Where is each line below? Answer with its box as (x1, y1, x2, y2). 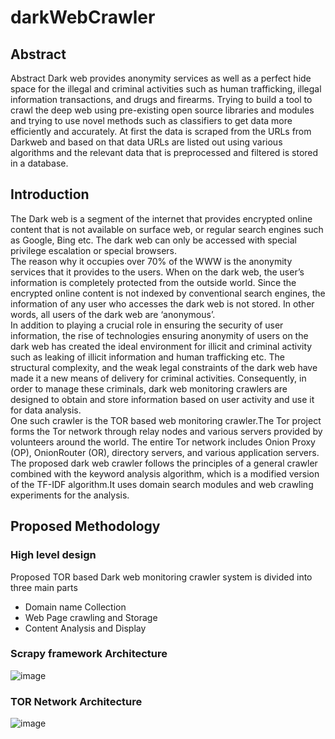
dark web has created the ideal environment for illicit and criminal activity (10, 340, 313, 352)
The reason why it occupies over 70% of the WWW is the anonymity (10, 255, 293, 267)
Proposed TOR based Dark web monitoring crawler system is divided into (10, 571, 313, 583)
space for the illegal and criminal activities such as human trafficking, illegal (10, 83, 322, 95)
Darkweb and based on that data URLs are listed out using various (10, 136, 283, 148)
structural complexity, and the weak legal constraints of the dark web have (10, 361, 318, 373)
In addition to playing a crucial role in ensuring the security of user (10, 319, 284, 331)
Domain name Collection (24, 601, 127, 613)
